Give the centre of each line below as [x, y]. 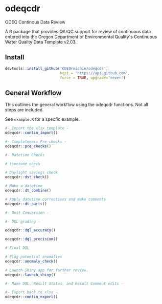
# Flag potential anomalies [34, 257]
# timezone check [23, 164]
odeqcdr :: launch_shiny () [30, 275]
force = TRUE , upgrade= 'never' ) [93, 78]
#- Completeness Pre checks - [36, 141]
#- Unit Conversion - [27, 213]
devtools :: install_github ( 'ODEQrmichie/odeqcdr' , [57, 68]
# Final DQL [17, 248]
